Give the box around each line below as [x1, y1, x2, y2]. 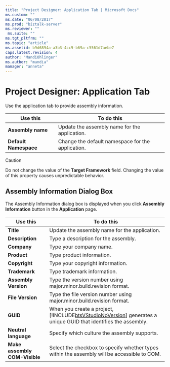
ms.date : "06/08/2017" [5, 17, 53, 22]
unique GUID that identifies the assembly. [49, 318, 148, 325]
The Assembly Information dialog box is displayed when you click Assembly [5, 201, 164, 207]
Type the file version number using [49, 290, 132, 297]
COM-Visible [8, 353, 40, 360]
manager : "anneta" [5, 64, 44, 69]
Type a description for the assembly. [49, 235, 137, 242]
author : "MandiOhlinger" [5, 54, 58, 60]
